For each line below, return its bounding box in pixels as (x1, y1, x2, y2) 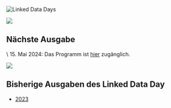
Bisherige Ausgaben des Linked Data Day (6, 79, 165, 90)
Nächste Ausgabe (6, 34, 76, 45)
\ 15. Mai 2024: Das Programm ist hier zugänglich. (6, 50, 131, 57)
